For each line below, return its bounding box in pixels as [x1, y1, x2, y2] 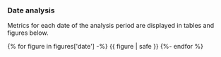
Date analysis [7, 6, 55, 15]
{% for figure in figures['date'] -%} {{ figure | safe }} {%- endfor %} [7, 42, 203, 51]
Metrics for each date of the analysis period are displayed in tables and [7, 22, 215, 30]
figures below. [7, 28, 49, 37]
